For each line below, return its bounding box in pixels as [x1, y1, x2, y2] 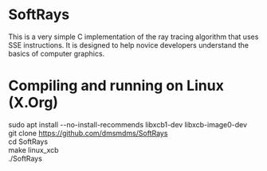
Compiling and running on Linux [8, 77, 225, 95]
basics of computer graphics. [8, 49, 105, 58]
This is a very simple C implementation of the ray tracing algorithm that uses [8, 32, 259, 41]
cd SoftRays [8, 137, 49, 146]
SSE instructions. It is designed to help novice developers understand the [8, 40, 249, 49]
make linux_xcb [8, 145, 59, 154]
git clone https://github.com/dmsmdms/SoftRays [8, 128, 168, 138]
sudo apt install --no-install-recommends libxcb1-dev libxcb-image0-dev [8, 119, 248, 129]
